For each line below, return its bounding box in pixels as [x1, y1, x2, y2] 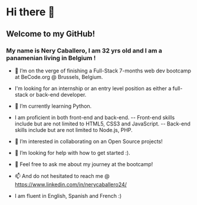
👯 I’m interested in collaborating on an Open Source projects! [14, 138, 163, 145]
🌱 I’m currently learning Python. [14, 102, 92, 110]
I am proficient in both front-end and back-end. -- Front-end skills [14, 114, 175, 121]
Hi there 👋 [6, 5, 55, 19]
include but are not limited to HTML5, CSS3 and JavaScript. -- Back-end [14, 120, 191, 127]
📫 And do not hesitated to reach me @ [14, 172, 110, 179]
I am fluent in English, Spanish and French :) [14, 192, 122, 199]
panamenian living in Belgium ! [6, 54, 96, 62]
